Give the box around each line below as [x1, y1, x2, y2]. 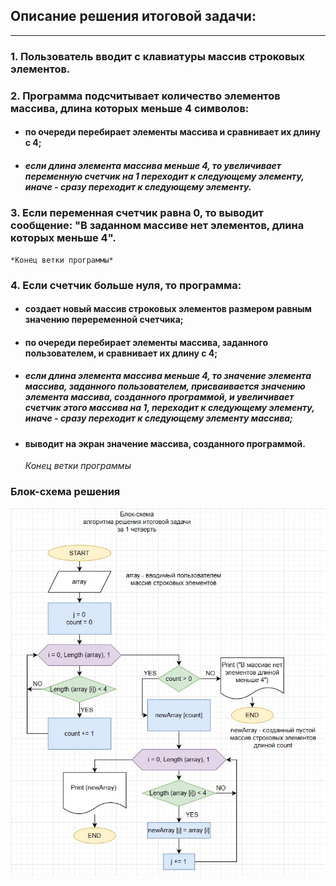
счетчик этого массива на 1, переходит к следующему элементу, [24, 402, 315, 414]
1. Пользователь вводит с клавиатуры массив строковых [10, 49, 305, 63]
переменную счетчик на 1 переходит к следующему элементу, [24, 170, 305, 182]
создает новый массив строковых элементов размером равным [24, 303, 312, 315]
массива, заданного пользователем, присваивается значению [24, 380, 306, 393]
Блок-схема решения [10, 485, 121, 499]
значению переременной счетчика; [24, 314, 184, 326]
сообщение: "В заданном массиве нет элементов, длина [10, 219, 305, 233]
